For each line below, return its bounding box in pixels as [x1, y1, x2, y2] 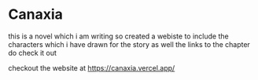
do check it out [8, 48, 57, 57]
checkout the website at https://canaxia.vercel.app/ [8, 63, 175, 72]
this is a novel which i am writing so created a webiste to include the [8, 31, 230, 41]
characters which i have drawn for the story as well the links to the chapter [8, 39, 250, 49]
